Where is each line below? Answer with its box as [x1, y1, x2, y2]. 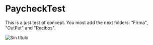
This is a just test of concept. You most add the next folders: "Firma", [5, 19, 148, 25]
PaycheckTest [5, 3, 65, 14]
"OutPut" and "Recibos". [5, 24, 56, 30]
